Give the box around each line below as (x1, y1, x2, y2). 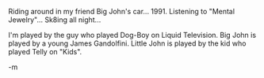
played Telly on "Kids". (8, 47, 82, 56)
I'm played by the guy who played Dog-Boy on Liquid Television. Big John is (8, 31, 256, 39)
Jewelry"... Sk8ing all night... (8, 15, 101, 24)
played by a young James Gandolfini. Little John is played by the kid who (8, 39, 247, 48)
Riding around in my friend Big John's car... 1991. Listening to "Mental (8, 7, 235, 16)
